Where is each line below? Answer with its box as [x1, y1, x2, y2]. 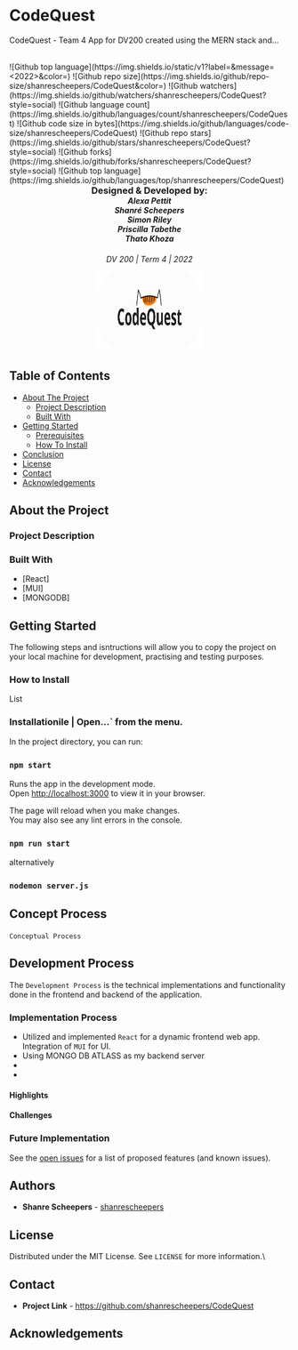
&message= [230, 61, 275, 72]
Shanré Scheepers [114, 205, 185, 215]
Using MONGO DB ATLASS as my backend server [21, 1050, 205, 1061]
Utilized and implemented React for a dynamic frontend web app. [21, 1032, 261, 1042]
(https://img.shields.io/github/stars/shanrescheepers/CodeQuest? [9, 137, 251, 148]
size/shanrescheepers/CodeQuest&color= [9, 80, 165, 91]
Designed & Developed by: [91, 184, 208, 197]
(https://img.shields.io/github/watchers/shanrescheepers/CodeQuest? [9, 90, 267, 100]
